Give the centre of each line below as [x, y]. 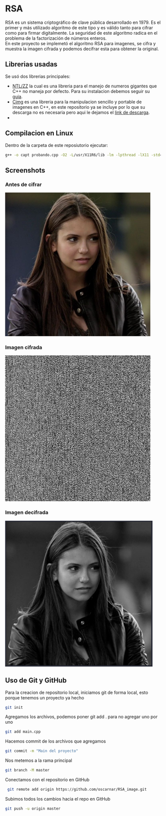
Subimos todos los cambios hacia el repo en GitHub [58, 799]
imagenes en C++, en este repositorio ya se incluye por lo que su [79, 107]
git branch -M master [27, 770]
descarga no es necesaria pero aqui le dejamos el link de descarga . [81, 112]
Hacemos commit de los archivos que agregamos [56, 741]
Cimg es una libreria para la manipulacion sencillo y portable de [77, 102]
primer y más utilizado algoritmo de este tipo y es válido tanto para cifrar [79, 27]
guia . [17, 96]
